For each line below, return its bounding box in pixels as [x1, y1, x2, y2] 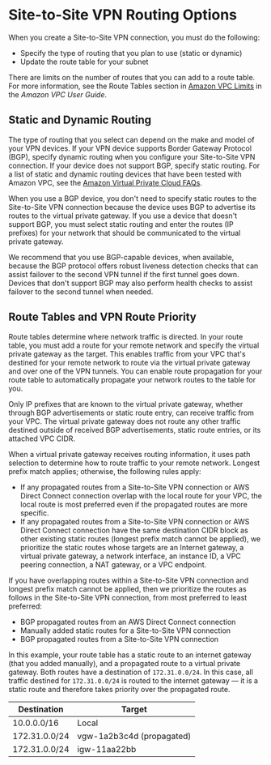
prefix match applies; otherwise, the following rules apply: [8, 466, 201, 476]
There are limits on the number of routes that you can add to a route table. [8, 72, 256, 82]
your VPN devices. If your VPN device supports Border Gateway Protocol [8, 143, 252, 153]
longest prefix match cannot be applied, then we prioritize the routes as [8, 583, 247, 593]
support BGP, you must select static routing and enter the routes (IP [8, 219, 235, 229]
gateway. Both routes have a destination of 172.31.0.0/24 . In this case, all [8, 667, 253, 677]
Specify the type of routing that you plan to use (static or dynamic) [19, 48, 243, 58]
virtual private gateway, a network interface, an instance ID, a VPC [19, 551, 241, 561]
